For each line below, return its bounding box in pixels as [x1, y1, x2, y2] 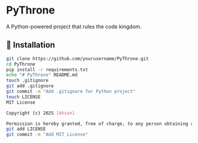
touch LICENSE [6, 94, 41, 100]
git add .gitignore [6, 83, 54, 89]
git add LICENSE [6, 126, 46, 132]
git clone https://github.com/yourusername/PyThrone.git [6, 55, 149, 62]
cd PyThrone [6, 61, 35, 67]
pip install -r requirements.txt [6, 66, 88, 72]
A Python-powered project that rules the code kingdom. [6, 23, 142, 30]
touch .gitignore [6, 78, 49, 84]
